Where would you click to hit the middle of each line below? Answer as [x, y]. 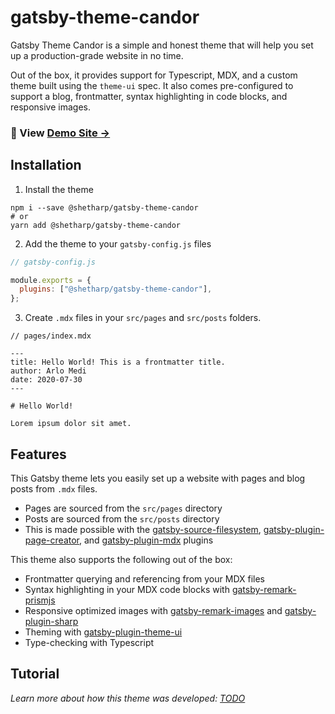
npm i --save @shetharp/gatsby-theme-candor [104, 207]
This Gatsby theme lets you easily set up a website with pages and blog [158, 478]
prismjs [40, 600]
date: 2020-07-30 [46, 380]
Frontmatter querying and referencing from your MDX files [145, 578]
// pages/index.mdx [51, 336]
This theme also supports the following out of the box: [121, 559]
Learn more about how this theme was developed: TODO [128, 698]
